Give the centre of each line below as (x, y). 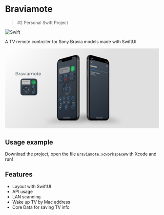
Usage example (29, 142)
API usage (22, 191)
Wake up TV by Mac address (41, 202)
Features (19, 175)
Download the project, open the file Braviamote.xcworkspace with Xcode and (81, 154)
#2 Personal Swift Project (42, 23)
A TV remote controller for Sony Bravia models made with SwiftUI (71, 41)
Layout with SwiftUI (32, 186)
